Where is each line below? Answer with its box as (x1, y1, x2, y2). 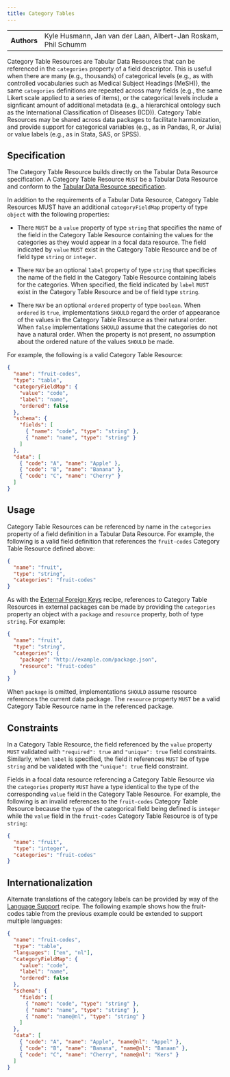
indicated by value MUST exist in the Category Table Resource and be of (16, 245, 218, 254)
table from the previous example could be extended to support (26, 910, 203, 918)
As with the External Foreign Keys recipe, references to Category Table (7, 596, 207, 604)
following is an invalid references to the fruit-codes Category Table (7, 797, 199, 806)
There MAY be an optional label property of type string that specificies (16, 266, 217, 274)
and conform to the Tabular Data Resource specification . (7, 182, 167, 191)
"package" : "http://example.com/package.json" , (19, 656, 157, 663)
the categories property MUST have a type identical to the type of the (7, 782, 200, 790)
